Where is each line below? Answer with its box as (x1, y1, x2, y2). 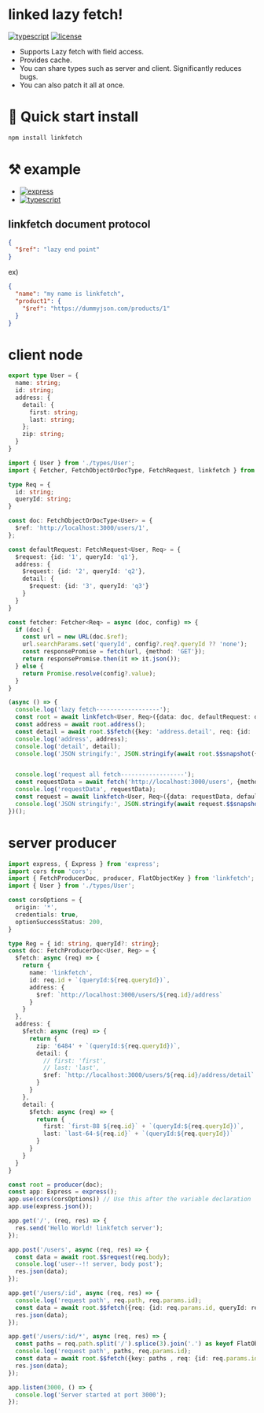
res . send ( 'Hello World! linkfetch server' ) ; (15, 1224, 163, 1232)
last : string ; (28, 416, 76, 424)
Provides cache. (19, 55, 72, 65)
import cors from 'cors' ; (8, 867, 93, 875)
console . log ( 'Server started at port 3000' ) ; (15, 1391, 167, 1399)
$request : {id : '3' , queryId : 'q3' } (28, 583, 149, 590)
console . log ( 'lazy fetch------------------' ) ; (15, 706, 170, 714)
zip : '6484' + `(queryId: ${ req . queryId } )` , (36, 1041, 181, 1050)
